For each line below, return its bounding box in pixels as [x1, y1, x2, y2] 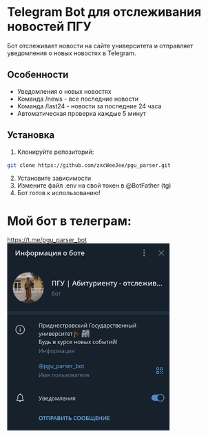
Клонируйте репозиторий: [17, 148, 94, 156]
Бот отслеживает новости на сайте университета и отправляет [7, 41, 194, 50]
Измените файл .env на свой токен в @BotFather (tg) [17, 181, 171, 190]
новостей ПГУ [7, 19, 92, 34]
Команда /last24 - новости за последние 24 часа [17, 101, 162, 110]
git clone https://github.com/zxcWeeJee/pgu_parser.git [7, 161, 171, 169]
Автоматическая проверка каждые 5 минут [17, 109, 147, 117]
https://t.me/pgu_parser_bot [7, 236, 87, 244]
